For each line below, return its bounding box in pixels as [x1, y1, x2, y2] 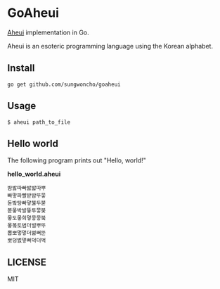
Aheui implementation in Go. [7, 28, 89, 37]
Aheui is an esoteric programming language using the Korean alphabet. [7, 41, 213, 50]
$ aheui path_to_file [7, 118, 71, 126]
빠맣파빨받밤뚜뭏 [7, 192, 46, 200]
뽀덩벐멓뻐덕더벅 [7, 237, 46, 244]
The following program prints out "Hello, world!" [7, 156, 146, 165]
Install [7, 62, 35, 75]
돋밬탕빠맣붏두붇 [7, 200, 46, 207]
